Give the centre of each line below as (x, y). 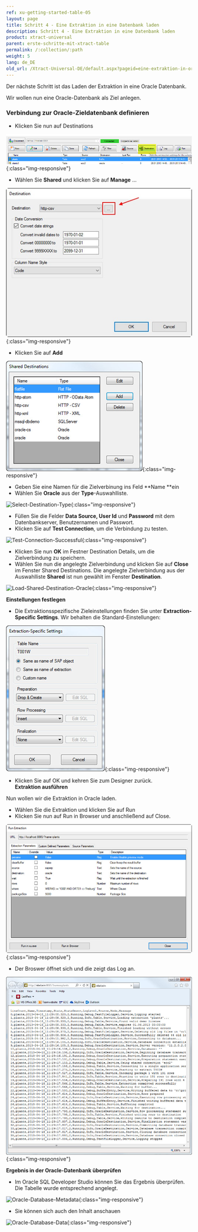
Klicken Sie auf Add (39, 353)
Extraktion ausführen (41, 787)
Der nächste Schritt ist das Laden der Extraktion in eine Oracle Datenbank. (96, 86)
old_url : (17, 69)
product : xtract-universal (39, 38)
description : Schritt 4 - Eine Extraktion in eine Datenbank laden (91, 31)
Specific (25, 617)
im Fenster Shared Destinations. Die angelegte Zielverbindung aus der (100, 570)
